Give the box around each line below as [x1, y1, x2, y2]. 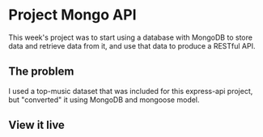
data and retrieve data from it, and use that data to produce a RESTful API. [8, 41, 256, 50]
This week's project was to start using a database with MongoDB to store [8, 32, 253, 42]
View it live [8, 118, 65, 132]
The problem [8, 65, 74, 79]
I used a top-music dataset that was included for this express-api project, [8, 86, 253, 96]
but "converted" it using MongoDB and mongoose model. [8, 95, 200, 105]
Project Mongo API [8, 6, 137, 24]
